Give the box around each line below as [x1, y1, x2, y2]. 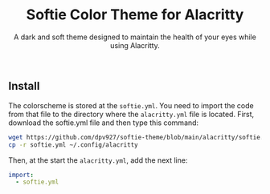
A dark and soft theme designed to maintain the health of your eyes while [13, 32, 257, 42]
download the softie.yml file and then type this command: [8, 118, 199, 127]
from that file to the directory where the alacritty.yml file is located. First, [8, 109, 255, 119]
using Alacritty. [109, 40, 161, 50]
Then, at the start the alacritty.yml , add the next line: [8, 155, 188, 165]
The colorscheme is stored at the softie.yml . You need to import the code [8, 100, 255, 110]
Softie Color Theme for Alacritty [26, 6, 244, 24]
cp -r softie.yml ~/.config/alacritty [8, 140, 138, 149]
